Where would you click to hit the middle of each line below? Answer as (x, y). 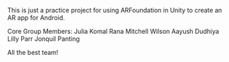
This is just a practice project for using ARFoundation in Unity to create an (115, 10)
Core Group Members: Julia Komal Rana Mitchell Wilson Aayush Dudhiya (113, 31)
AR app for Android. (36, 18)
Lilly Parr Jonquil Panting (43, 39)
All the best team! (33, 52)
